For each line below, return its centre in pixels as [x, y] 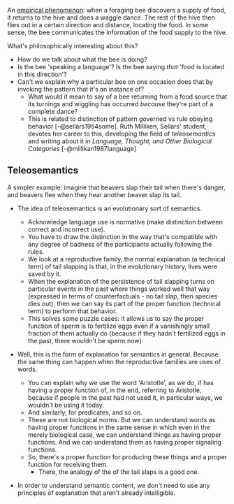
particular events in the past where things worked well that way [119, 289]
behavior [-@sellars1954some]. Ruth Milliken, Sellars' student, [117, 126]
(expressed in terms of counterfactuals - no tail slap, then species [123, 296]
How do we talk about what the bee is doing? [82, 59]
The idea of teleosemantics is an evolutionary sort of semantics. [110, 208]
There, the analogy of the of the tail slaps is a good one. [119, 472]
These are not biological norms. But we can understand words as [122, 419]
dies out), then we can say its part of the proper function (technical [124, 303]
